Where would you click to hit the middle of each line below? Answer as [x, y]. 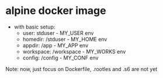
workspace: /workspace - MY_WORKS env [74, 51]
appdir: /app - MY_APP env [56, 45]
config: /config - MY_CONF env [60, 58]
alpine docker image [56, 11]
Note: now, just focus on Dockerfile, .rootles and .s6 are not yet [81, 69]
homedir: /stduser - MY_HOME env [65, 39]
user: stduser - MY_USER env [58, 33]
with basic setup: [34, 27]
